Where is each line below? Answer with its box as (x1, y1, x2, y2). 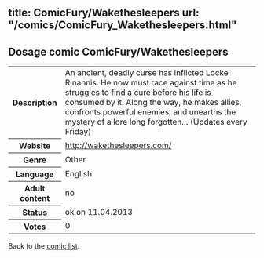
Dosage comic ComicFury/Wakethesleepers (8, 45, 229, 58)
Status (22, 207, 48, 218)
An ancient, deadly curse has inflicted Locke (64, 67, 229, 78)
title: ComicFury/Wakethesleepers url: (8, 6, 200, 20)
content (19, 192, 50, 203)
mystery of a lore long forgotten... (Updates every (64, 117, 247, 128)
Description (12, 97, 57, 108)
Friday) (64, 126, 92, 137)
